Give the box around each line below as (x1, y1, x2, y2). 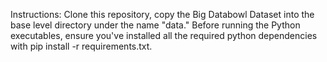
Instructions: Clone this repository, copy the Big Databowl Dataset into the (10, 9, 315, 20)
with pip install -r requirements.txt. (10, 40, 153, 52)
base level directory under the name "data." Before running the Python (10, 19, 301, 31)
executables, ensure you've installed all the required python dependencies (10, 30, 318, 41)
